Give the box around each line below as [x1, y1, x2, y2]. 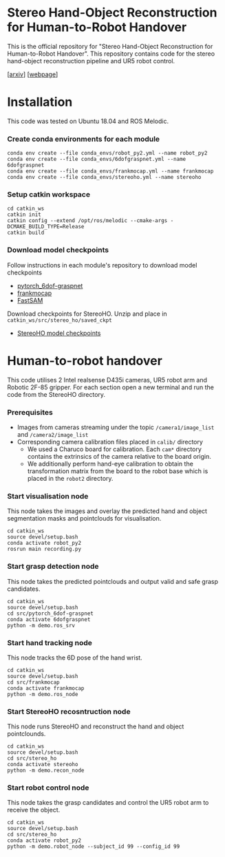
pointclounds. [7, 730, 46, 738]
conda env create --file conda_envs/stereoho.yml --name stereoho [7, 174, 202, 181]
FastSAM [17, 296, 43, 304]
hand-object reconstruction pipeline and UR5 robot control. [7, 56, 175, 65]
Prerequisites [7, 407, 53, 417]
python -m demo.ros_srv [7, 622, 76, 629]
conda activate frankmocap [7, 684, 85, 692]
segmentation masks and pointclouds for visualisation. [7, 514, 162, 523]
